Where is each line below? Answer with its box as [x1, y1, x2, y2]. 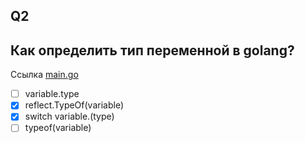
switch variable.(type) [24, 110, 115, 123]
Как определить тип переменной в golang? [10, 42, 295, 59]
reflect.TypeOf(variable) [24, 99, 125, 111]
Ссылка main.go [10, 69, 79, 81]
